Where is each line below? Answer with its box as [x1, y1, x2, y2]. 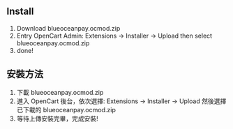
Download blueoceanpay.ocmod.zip [16, 24, 121, 32]
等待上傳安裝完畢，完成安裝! [16, 114, 98, 123]
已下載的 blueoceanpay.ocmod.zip [16, 105, 116, 114]
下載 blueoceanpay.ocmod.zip [16, 88, 104, 96]
